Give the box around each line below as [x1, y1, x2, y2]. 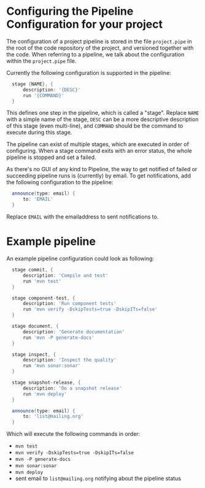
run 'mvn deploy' [22, 391, 68, 397]
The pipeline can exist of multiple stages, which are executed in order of [6, 141, 189, 148]
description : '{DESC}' [22, 87, 81, 93]
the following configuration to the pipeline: [6, 179, 114, 186]
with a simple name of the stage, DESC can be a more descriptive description [6, 115, 199, 123]
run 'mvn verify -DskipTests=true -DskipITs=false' [22, 306, 158, 312]
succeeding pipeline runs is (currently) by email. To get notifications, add [6, 172, 191, 179]
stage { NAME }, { [12, 81, 53, 87]
